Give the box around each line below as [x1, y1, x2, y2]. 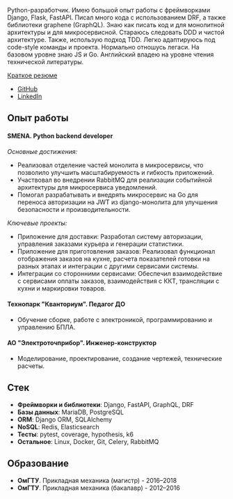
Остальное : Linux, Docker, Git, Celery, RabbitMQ [17, 437, 159, 445]
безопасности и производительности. [17, 205, 131, 213]
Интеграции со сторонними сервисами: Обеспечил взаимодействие [17, 269, 223, 277]
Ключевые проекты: [7, 219, 67, 227]
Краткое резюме [7, 71, 58, 79]
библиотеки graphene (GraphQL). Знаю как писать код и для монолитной [7, 21, 225, 29]
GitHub [17, 85, 38, 93]
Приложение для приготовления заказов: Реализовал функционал [17, 247, 216, 255]
